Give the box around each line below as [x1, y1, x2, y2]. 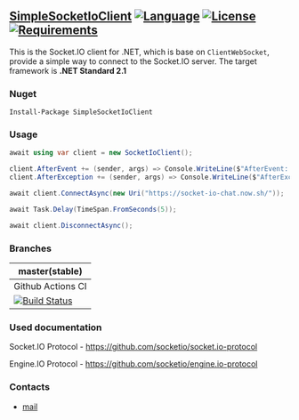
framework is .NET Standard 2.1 [9, 65, 127, 76]
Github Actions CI [13, 279, 87, 292]
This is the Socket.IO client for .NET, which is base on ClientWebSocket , [9, 46, 270, 57]
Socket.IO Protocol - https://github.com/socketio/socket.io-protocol [9, 342, 258, 352]
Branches [9, 242, 52, 254]
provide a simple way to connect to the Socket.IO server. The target [9, 55, 257, 67]
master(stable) [17, 264, 83, 277]
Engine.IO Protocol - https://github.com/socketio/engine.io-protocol [9, 359, 258, 369]
